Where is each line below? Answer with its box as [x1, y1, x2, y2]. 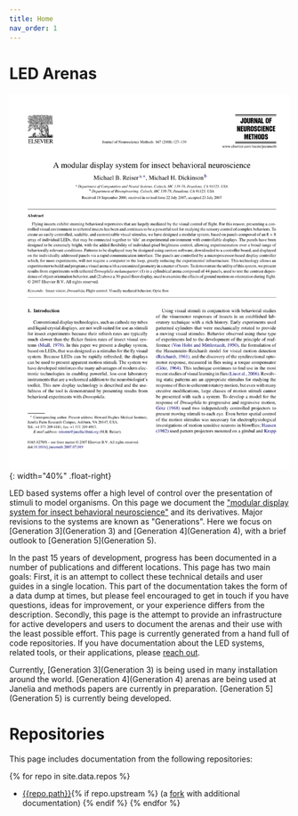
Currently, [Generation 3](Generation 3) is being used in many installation [9, 664, 278, 675]
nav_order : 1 [9, 23, 58, 33]
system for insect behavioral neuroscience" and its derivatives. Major [9, 507, 263, 517]
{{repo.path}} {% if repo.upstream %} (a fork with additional [21, 788, 240, 798]
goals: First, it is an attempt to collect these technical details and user [9, 572, 263, 582]
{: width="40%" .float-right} [9, 471, 112, 482]
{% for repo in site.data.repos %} [9, 771, 131, 781]
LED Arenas [9, 63, 98, 84]
